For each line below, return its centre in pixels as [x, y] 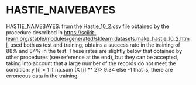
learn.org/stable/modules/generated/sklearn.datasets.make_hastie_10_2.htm [98, 38]
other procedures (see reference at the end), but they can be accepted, [92, 57]
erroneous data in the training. [42, 76]
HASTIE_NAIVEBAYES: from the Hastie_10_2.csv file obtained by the [88, 26]
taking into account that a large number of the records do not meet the [91, 63]
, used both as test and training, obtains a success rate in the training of [94, 45]
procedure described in [34, 32]
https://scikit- [80, 32]
